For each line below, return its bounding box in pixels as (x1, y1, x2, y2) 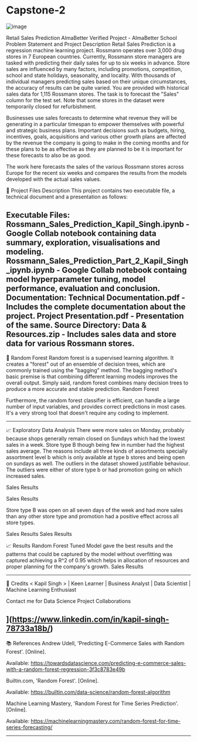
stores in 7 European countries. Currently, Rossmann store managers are (6, 53, 182, 60)
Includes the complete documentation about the (6, 302, 186, 312)
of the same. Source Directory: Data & (6, 321, 147, 330)
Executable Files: (6, 210, 70, 220)
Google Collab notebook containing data (6, 228, 157, 238)
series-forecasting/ (6, 723, 53, 731)
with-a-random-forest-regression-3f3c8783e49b (6, 666, 125, 673)
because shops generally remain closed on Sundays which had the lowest (6, 435, 185, 442)
